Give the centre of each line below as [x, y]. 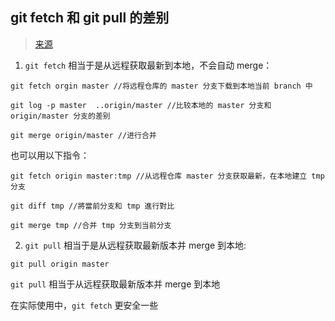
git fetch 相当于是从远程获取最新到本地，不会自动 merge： [148, 65]
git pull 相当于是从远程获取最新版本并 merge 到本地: [135, 245]
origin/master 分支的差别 [60, 116]
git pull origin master [60, 264]
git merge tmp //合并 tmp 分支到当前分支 [91, 225]
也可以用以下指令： [50, 155]
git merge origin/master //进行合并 [83, 135]
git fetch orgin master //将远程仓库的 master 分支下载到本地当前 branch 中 [161, 86]
